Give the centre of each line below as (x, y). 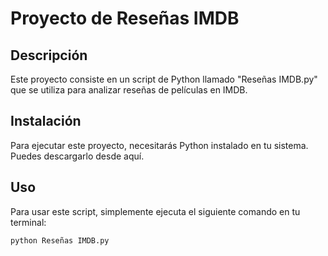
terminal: (28, 222)
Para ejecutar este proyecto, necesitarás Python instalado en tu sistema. (159, 145)
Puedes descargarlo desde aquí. (77, 156)
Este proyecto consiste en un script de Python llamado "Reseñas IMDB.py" (164, 79)
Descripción (49, 55)
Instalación (46, 121)
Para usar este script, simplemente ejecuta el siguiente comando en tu (155, 211)
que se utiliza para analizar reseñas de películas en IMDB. (129, 90)
